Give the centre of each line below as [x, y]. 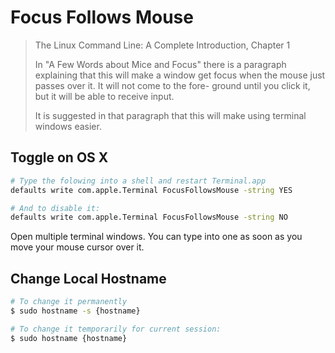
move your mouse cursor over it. [77, 247]
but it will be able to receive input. [104, 96]
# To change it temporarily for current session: [116, 329]
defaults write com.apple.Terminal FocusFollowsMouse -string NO [149, 217]
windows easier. [68, 126]
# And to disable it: [55, 208]
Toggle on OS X [59, 157]
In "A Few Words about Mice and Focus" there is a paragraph [160, 64]
